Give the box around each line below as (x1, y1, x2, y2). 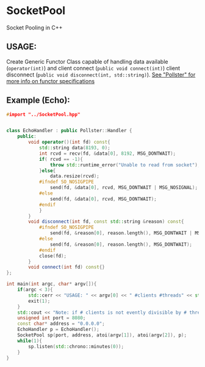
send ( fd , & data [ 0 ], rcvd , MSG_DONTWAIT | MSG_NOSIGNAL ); (49, 185, 198, 191)
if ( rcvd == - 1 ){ (38, 156, 84, 162)
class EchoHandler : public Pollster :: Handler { (6, 128, 132, 134)
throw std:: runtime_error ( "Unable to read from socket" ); (49, 161, 201, 168)
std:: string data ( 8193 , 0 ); (38, 145, 111, 151)
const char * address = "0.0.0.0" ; (17, 321, 105, 327)
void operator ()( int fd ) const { (28, 139, 111, 146)
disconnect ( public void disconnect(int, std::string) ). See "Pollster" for (6, 71, 196, 78)
